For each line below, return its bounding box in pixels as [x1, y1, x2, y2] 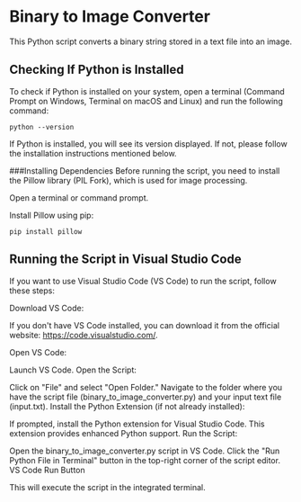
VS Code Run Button [9, 464, 85, 475]
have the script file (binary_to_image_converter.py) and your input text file [9, 391, 282, 402]
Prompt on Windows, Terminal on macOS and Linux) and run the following [9, 95, 283, 106]
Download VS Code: [9, 302, 84, 313]
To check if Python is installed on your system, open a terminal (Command [9, 85, 285, 96]
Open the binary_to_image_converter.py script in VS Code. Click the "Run [9, 445, 280, 456]
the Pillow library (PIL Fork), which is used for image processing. [9, 175, 248, 185]
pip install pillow [9, 227, 83, 236]
